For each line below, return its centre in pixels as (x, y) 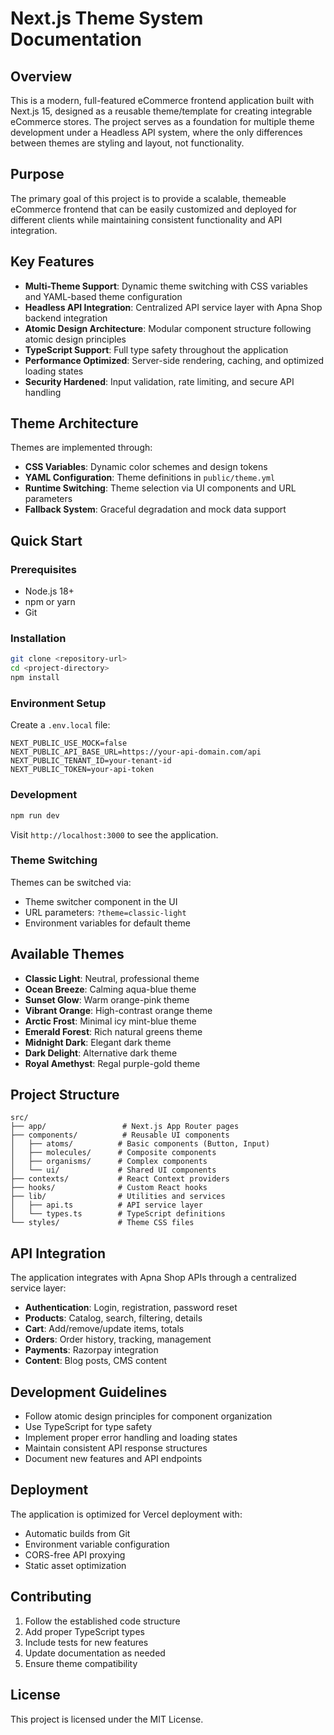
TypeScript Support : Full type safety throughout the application (156, 349)
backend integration (66, 318)
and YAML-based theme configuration (103, 296)
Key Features (52, 262)
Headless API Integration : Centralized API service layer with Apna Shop (173, 307)
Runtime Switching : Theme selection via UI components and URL (160, 488)
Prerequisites (43, 569)
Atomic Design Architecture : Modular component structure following (168, 328)
